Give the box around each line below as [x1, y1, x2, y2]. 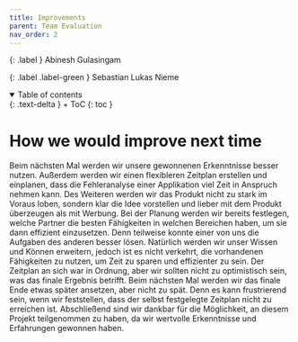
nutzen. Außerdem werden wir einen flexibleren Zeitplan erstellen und [9, 170, 267, 181]
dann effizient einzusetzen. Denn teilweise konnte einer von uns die [9, 227, 259, 238]
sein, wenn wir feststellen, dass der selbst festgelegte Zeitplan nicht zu [9, 294, 272, 305]
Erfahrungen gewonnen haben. [9, 323, 124, 334]
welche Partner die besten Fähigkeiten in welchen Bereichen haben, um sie [9, 218, 287, 229]
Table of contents [17, 89, 83, 100]
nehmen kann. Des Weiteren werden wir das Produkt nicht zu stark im [9, 189, 267, 200]
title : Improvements [9, 13, 87, 22]
